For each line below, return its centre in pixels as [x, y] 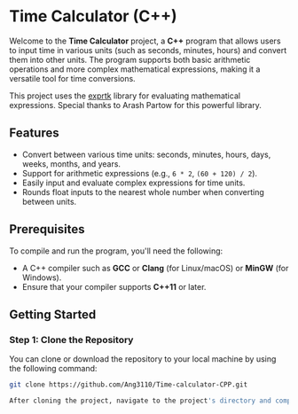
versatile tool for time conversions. [72, 78]
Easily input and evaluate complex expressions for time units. [133, 183]
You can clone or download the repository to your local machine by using [143, 359]
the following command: [53, 369]
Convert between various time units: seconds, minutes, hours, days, [146, 154]
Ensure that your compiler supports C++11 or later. [114, 286]
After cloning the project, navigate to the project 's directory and [141, 401]
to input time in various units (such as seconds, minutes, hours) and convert [148, 50]
